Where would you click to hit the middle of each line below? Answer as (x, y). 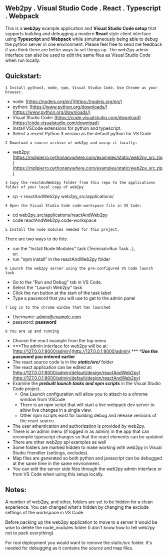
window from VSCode (42, 399)
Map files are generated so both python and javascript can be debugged (87, 458)
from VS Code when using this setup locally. (58, 474)
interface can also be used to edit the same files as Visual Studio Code (78, 55)
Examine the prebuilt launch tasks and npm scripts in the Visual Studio (86, 383)
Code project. (26, 389)
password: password (34, 322)
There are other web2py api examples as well (59, 442)
